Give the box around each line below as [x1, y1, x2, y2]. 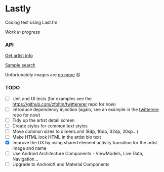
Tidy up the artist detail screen [12, 117, 75, 123]
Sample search [5, 62, 36, 68]
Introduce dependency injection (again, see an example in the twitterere [12, 106, 159, 112]
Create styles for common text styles [12, 122, 88, 129]
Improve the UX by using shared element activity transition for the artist [12, 139, 158, 145]
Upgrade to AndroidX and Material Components [12, 162, 110, 168]
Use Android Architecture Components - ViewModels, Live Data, [12, 150, 144, 156]
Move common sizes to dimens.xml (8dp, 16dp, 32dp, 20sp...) [12, 128, 138, 134]
